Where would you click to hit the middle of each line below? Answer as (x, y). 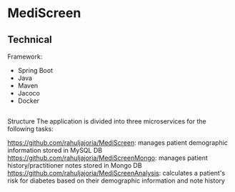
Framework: (25, 56)
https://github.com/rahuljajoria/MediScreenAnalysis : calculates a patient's (116, 173)
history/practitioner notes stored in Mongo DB (75, 166)
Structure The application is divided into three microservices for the (107, 121)
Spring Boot (35, 70)
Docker (29, 101)
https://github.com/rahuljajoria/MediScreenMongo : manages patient (108, 158)
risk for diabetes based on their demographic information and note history (116, 181)
